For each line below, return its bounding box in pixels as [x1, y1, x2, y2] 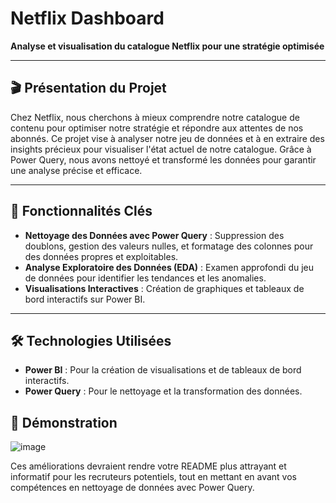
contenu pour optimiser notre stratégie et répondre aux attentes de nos [10, 122, 304, 134]
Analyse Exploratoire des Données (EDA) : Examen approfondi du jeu [24, 261, 314, 273]
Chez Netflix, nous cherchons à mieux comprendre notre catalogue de [10, 111, 300, 123]
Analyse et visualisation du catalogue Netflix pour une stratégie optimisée [10, 40, 325, 52]
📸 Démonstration [10, 414, 118, 431]
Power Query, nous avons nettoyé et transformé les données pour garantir [10, 153, 317, 166]
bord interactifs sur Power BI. [24, 293, 146, 305]
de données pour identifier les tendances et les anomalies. [24, 272, 267, 284]
